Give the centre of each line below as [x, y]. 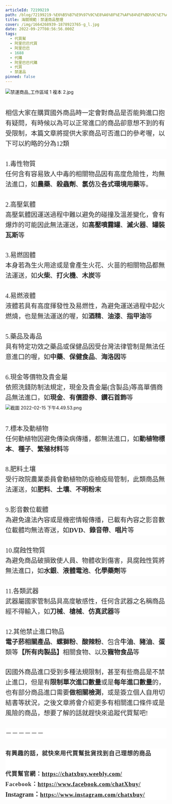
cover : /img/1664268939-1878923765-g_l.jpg [52, 24]
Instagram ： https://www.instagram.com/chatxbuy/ [75, 795]
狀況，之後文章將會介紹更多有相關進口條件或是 [95, 703]
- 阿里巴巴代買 [24, 44]
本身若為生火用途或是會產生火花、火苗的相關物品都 [82, 266]
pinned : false [20, 77]
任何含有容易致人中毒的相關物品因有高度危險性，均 [82, 174]
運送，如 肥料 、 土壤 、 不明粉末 [56, 490]
